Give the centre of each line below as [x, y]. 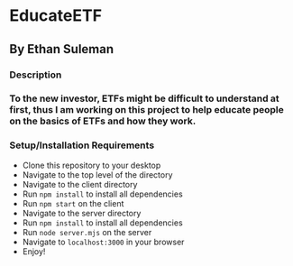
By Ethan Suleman [62, 49]
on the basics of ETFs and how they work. [103, 121]
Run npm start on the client [73, 203]
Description [36, 75]
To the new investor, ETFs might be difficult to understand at [144, 98]
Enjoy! [34, 251]
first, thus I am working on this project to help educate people [146, 110]
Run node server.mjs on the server [87, 232]
